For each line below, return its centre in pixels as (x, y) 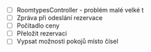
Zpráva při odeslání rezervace (59, 18)
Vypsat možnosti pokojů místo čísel (67, 42)
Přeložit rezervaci (42, 33)
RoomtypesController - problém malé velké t (80, 10)
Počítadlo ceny (38, 26)
